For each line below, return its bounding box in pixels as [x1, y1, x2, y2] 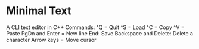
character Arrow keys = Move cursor [6, 36, 97, 43]
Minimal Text [6, 4, 71, 18]
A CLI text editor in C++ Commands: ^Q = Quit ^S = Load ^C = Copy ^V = [6, 24, 185, 31]
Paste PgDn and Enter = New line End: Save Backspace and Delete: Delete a [6, 30, 194, 37]
